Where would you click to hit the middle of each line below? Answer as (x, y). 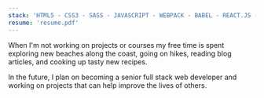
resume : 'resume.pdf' (44, 23)
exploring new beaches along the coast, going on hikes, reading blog (120, 53)
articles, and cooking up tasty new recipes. (78, 62)
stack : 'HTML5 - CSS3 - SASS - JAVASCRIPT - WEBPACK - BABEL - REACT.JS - (133, 15)
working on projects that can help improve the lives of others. (108, 85)
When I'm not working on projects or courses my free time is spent (116, 45)
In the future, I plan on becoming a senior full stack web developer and (123, 77)
